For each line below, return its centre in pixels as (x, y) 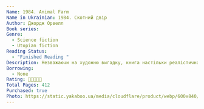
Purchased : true (27, 91)
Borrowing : (20, 68)
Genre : (15, 35)
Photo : (15, 96)
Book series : (23, 29)
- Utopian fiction (35, 46)
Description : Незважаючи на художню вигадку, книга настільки (87, 62)
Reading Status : (27, 51)
